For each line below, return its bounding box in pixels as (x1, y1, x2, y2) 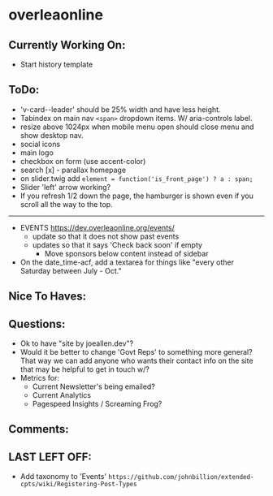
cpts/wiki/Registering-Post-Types (19, 481, 137, 489)
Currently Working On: (8, 38, 126, 52)
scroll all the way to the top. (19, 199, 113, 209)
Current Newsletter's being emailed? (32, 382, 156, 391)
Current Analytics (32, 390, 92, 400)
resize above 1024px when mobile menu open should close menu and (19, 122, 254, 132)
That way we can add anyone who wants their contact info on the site (19, 356, 253, 366)
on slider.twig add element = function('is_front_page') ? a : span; (19, 173, 253, 183)
